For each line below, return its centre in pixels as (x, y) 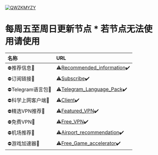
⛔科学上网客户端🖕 (29, 100)
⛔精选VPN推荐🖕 (26, 111)
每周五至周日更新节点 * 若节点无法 (75, 29)
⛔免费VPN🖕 (21, 122)
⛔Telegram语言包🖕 (30, 89)
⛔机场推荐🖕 (21, 132)
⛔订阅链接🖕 (21, 78)
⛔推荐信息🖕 (21, 68)
